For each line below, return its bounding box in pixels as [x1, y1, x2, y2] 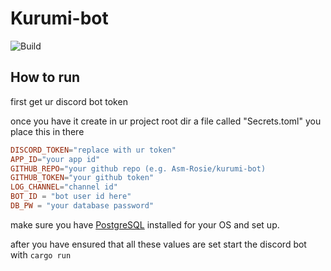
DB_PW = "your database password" [10, 201, 155, 211]
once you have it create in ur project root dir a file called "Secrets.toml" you [10, 115, 322, 127]
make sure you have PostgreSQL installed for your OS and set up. [10, 218, 280, 231]
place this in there [10, 125, 85, 137]
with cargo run [10, 248, 72, 261]
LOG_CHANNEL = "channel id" [10, 182, 118, 192]
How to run [10, 69, 81, 86]
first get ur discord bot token [10, 95, 128, 107]
